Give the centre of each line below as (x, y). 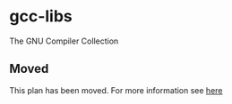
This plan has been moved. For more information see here (116, 90)
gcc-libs (41, 16)
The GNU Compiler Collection (64, 41)
